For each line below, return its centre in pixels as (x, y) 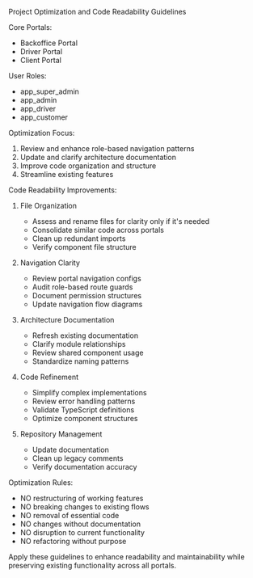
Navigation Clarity (50, 263)
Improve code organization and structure (88, 166)
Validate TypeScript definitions (83, 410)
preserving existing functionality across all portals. (92, 565)
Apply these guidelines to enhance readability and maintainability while (126, 557)
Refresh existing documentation (85, 335)
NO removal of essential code (70, 515)
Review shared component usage (88, 352)
